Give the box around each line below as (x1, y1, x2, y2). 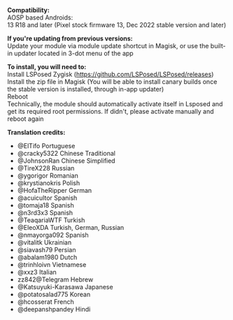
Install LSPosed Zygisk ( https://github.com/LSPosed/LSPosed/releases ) (7, 70, 214, 78)
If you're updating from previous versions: (7, 34, 133, 43)
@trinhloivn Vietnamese (17, 261, 87, 268)
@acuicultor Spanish (17, 194, 78, 202)
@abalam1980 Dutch (17, 253, 78, 261)
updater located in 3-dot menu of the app (13, 49, 134, 57)
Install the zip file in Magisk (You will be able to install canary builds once (7, 78, 218, 86)
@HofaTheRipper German (17, 187, 92, 194)
